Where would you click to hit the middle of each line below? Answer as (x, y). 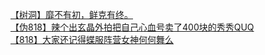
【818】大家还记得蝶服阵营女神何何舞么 (92, 39)
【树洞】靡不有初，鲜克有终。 (71, 14)
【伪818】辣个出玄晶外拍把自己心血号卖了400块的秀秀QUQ (132, 27)
